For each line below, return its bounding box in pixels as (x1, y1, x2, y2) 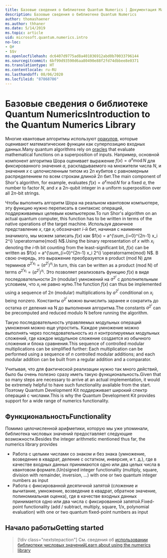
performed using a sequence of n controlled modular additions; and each (5, 351, 155, 357)
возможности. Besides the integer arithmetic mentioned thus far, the (5, 436, 146, 442)
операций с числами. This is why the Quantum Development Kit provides (5, 392, 156, 398)
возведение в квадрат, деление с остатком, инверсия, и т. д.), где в (12, 456, 157, 463)
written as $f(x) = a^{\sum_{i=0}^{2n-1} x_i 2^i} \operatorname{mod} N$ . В (5, 250, 159, 256)
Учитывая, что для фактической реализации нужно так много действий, (5, 366, 159, 372)
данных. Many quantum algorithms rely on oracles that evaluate (5, 146, 135, 152)
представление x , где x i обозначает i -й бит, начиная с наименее (5, 226, 142, 233)
